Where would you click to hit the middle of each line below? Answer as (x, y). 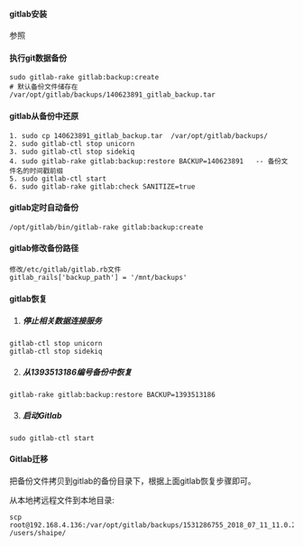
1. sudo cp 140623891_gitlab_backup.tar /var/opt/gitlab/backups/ (139, 135)
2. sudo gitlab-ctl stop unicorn (72, 143)
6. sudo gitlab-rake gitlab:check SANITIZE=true (102, 186)
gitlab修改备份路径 (44, 248)
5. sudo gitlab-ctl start (58, 179)
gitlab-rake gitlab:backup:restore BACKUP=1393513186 (113, 394)
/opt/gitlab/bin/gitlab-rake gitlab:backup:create (106, 227)
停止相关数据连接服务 (62, 321)
